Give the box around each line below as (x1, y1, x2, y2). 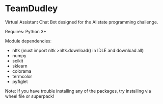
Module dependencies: (5, 38, 52, 44)
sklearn (12, 63, 28, 69)
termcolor (12, 73, 32, 79)
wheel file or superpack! (5, 93, 54, 99)
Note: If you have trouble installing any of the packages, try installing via (5, 88, 151, 94)
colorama (12, 68, 32, 74)
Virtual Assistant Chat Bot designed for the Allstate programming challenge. (5, 19, 158, 25)
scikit (12, 58, 24, 63)
